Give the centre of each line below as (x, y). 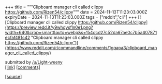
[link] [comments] (23, 67)
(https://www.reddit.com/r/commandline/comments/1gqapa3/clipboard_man (81, 48)
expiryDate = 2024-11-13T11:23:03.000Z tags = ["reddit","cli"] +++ (71, 17)
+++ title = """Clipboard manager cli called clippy (54, 7)
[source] (14, 77)
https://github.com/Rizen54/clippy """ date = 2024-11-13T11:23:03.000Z (76, 12)
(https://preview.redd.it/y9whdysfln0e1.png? (49, 27)
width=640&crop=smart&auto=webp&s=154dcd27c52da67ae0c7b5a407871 (81, 32)
